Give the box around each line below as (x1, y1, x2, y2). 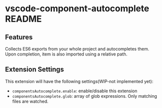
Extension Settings (5, 65, 64, 74)
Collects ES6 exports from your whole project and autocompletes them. (5, 46, 149, 52)
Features (5, 33, 33, 41)
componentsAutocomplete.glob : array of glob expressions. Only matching (12, 93, 158, 99)
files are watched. (12, 98, 49, 104)
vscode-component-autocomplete (5, 3, 149, 14)
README (5, 13, 42, 25)
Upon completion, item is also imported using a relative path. (5, 51, 128, 57)
